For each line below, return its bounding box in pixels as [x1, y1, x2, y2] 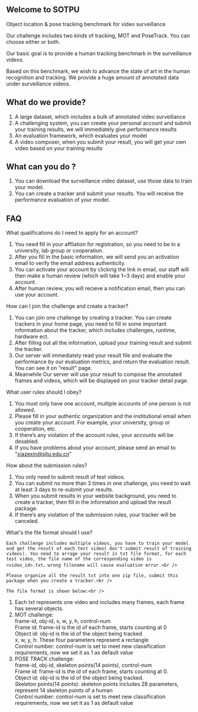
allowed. [14, 406, 35, 414]
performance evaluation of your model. [14, 196, 111, 203]
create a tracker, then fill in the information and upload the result [14, 499, 171, 506]
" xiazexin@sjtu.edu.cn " [14, 451, 72, 458]
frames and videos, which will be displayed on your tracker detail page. [14, 377, 189, 384]
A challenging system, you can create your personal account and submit [14, 119, 191, 126]
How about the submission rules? [6, 462, 87, 469]
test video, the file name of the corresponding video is [6, 556, 152, 562]
